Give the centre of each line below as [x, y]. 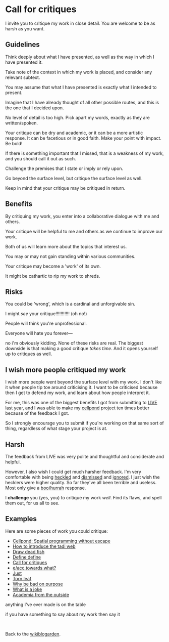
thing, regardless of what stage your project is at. [56, 429]
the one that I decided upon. [35, 108]
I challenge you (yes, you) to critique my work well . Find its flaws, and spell [83, 498]
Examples [21, 519]
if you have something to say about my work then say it [63, 614]
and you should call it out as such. [41, 158]
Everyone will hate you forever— [39, 333]
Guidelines [22, 45]
